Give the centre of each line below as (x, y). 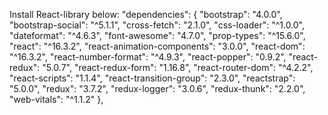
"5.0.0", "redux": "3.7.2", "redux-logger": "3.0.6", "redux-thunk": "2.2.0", (157, 88)
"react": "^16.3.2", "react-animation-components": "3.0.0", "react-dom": (157, 46)
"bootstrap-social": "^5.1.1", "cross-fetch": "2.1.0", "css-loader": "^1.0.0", (157, 25)
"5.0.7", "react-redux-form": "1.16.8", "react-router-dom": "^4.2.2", (178, 67)
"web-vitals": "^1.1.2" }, (56, 99)
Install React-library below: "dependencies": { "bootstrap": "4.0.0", (146, 14)
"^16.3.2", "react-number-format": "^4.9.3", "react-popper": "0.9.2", (148, 57)
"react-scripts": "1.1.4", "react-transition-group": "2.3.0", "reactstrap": (152, 78)
